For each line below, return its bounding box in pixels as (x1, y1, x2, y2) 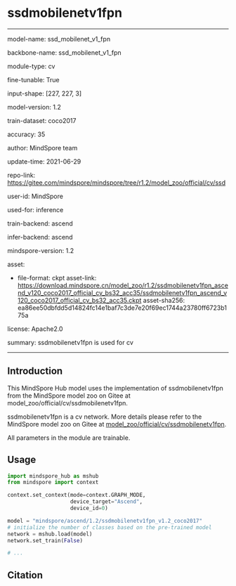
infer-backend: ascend (7, 233, 73, 241)
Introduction (7, 365, 63, 377)
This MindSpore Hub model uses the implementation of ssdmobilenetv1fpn (7, 384, 223, 392)
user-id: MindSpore (7, 192, 63, 200)
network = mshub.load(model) (7, 530, 93, 538)
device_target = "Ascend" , (70, 498, 143, 505)
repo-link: (7, 171, 36, 179)
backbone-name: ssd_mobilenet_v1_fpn (7, 48, 122, 57)
